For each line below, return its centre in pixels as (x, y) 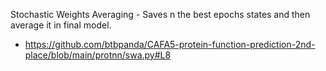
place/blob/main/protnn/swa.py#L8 (98, 55)
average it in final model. (61, 25)
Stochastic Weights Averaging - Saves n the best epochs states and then (160, 14)
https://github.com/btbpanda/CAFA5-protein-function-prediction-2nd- (170, 44)
